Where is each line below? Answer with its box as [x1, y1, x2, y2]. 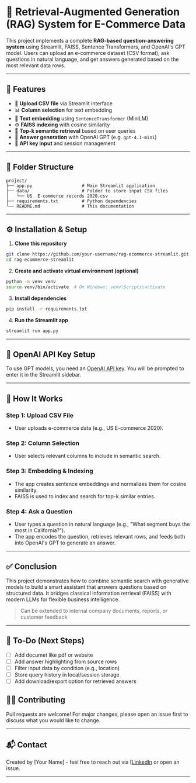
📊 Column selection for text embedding [14, 106, 113, 113]
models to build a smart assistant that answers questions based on [6, 583, 167, 590]
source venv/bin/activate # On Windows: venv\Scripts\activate [6, 284, 166, 290]
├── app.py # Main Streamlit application [6, 182, 156, 189]
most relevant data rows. [6, 61, 66, 69]
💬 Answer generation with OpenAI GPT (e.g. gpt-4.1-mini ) [14, 133, 157, 140]
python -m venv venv [6, 279, 57, 285]
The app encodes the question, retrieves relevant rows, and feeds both [14, 533, 185, 540]
